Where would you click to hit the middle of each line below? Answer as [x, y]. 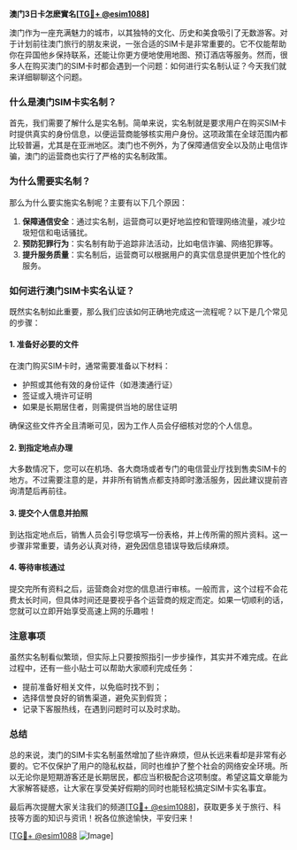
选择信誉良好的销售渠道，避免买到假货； [95, 698]
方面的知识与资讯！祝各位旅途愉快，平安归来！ [110, 818]
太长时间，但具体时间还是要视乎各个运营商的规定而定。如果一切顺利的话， [152, 599]
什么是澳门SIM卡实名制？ [63, 102]
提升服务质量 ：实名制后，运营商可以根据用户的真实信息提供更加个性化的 [153, 254]
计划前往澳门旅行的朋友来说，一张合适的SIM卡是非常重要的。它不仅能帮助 [152, 44]
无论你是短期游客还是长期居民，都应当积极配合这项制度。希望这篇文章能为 [152, 777]
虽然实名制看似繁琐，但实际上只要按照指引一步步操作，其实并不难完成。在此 [148, 657]
